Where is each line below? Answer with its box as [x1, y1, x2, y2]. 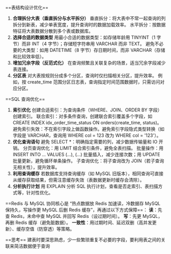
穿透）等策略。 [43, 226, 75, 232]
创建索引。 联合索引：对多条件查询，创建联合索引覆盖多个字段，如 [12, 114, 153, 119]
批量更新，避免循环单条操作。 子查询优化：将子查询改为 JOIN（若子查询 [12, 158, 164, 164]
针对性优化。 [26, 190, 53, 195]
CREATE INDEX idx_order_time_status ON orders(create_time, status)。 [12, 120, 162, 126]
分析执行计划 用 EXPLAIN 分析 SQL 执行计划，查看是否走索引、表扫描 [12, 183, 158, 189]
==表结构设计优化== [5, 5, 49, 10]
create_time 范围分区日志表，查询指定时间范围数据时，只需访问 [27, 79, 160, 85]
